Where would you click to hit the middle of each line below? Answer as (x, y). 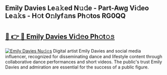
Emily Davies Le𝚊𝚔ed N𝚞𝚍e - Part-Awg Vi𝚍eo (77, 8)
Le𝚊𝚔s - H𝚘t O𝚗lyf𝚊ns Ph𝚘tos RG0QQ (66, 16)
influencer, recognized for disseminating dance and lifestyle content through (84, 56)
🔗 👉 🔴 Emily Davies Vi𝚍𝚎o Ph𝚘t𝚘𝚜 (60, 37)
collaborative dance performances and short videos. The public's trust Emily (84, 62)
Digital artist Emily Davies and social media (97, 51)
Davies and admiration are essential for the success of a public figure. (77, 67)
